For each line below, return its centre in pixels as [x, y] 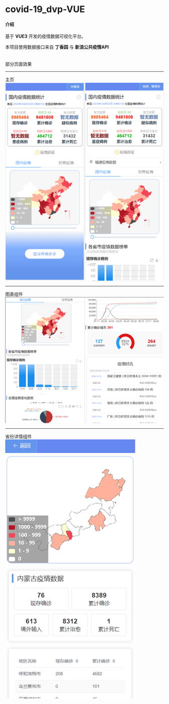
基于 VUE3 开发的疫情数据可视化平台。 [46, 36]
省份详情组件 [18, 437]
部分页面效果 [18, 64]
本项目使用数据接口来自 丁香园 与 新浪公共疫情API [57, 47]
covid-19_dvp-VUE [45, 9]
